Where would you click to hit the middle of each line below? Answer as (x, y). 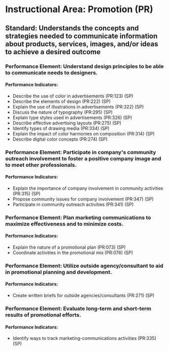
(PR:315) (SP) (26, 193)
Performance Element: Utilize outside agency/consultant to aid (84, 266)
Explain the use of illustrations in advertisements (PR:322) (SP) (78, 107)
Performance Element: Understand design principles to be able (84, 66)
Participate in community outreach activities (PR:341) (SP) (73, 204)
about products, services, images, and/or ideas (82, 44)
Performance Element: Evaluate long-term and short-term (78, 309)
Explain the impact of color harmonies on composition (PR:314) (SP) (83, 133)
